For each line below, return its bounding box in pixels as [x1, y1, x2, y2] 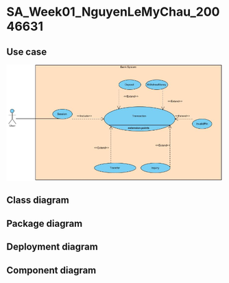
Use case [6, 46, 47, 58]
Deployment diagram [6, 241, 99, 253]
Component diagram [6, 264, 97, 276]
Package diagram [6, 217, 83, 230]
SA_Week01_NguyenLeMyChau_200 [6, 4, 220, 20]
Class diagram [6, 195, 69, 206]
